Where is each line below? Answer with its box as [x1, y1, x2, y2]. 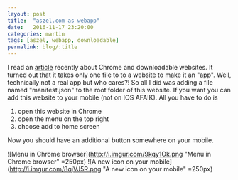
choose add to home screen [17, 122, 101, 130]
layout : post [7, 10, 46, 18]
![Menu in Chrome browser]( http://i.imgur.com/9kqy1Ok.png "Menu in [7, 150, 212, 158]
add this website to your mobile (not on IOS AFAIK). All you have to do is [7, 93, 218, 102]
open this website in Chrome [17, 107, 102, 115]
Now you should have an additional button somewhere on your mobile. [7, 136, 215, 144]
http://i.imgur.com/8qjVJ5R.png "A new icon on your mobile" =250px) [9, 165, 213, 173]
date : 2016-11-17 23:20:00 [7, 23, 94, 31]
